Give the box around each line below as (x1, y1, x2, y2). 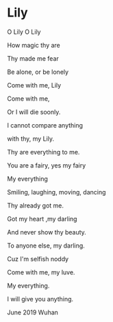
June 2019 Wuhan (7, 308, 58, 316)
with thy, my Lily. (7, 134, 55, 143)
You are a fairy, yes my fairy (7, 161, 86, 170)
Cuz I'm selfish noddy (7, 254, 69, 263)
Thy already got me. (7, 201, 64, 210)
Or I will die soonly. (7, 108, 61, 116)
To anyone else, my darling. (7, 241, 86, 250)
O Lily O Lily (7, 28, 41, 36)
